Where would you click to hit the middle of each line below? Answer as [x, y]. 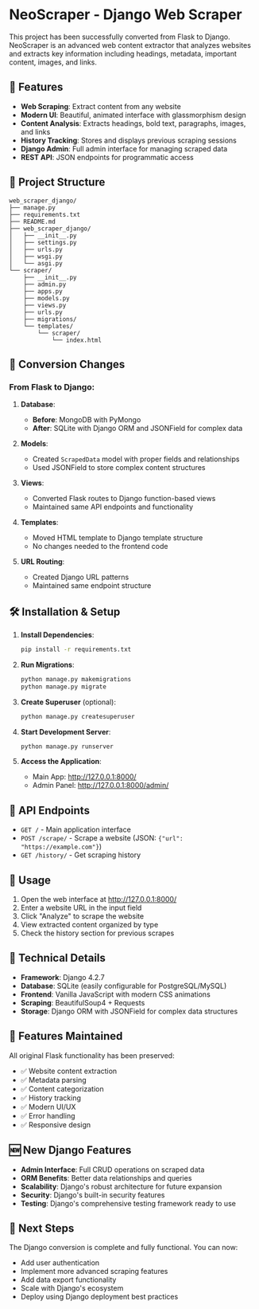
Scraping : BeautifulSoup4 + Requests [83, 1002]
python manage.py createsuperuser [77, 716]
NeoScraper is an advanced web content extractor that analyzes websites [130, 45]
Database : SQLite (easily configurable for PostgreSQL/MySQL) [124, 986]
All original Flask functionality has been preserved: [92, 1055]
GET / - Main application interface [76, 829]
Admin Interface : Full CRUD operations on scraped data [112, 1170]
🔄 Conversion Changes [67, 364]
